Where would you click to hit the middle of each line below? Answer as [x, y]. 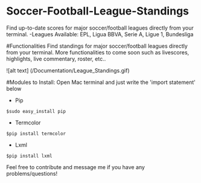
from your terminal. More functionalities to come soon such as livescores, [98, 52]
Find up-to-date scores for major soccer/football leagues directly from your [100, 28]
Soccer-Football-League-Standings [97, 11]
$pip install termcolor [36, 133]
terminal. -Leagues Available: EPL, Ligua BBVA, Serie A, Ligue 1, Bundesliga [100, 34]
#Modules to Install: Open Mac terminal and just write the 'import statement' [101, 82]
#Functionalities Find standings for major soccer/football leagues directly [97, 46]
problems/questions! [32, 173]
